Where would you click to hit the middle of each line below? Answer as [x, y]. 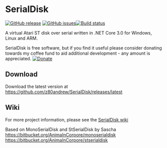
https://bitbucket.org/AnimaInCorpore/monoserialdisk [61, 134]
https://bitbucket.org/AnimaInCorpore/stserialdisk [57, 140]
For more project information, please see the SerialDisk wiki [67, 119]
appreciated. [18, 58]
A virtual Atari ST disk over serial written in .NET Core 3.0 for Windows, [78, 33]
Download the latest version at [37, 86]
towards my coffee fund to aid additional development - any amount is [78, 53]
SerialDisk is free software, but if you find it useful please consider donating [83, 48]
